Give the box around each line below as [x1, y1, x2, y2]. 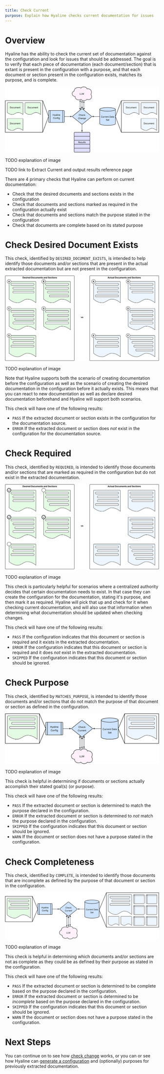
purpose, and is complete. [5, 77, 58, 83]
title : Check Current [5, 8, 49, 13]
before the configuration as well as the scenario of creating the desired [5, 380, 148, 386]
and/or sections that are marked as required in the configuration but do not [5, 469, 156, 475]
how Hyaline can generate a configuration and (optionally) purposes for [5, 1058, 149, 1064]
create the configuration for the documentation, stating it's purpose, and [5, 594, 151, 600]
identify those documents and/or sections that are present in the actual [5, 260, 148, 267]
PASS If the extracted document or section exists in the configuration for [12, 415, 156, 421]
